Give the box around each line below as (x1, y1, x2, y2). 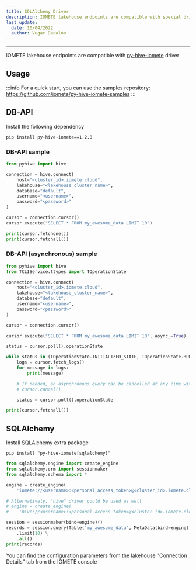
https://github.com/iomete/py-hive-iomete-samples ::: (6, 90, 136, 97)
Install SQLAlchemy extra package (6, 439, 89, 446)
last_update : (6, 19, 38, 25)
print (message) (27, 370, 64, 376)
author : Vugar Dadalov (11, 30, 66, 36)
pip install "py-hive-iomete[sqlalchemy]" (6, 451, 111, 457)
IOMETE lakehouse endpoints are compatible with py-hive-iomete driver (6, 52, 180, 59)
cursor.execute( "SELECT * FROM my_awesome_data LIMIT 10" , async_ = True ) (6, 333, 187, 339)
